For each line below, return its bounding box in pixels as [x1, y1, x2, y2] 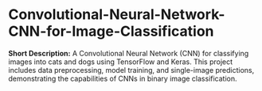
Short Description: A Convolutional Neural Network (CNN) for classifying [8, 48, 249, 58]
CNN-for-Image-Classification [8, 22, 214, 40]
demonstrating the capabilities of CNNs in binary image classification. [8, 74, 237, 83]
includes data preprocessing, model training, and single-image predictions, [8, 65, 255, 74]
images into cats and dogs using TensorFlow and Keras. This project [8, 57, 233, 66]
